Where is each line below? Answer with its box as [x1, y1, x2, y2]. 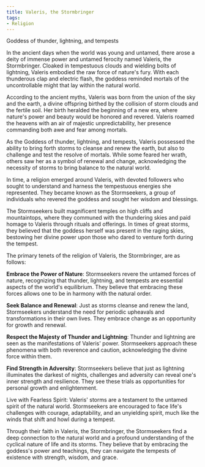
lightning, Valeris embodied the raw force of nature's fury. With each [6, 69, 179, 76]
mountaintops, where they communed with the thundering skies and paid [6, 214, 191, 222]
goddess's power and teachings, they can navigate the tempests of [6, 447, 176, 455]
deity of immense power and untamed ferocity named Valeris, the [6, 56, 172, 63]
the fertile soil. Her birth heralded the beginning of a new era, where [6, 107, 178, 114]
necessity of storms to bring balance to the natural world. [6, 164, 151, 172]
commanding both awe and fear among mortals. [6, 126, 128, 134]
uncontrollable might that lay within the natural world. [6, 82, 141, 89]
